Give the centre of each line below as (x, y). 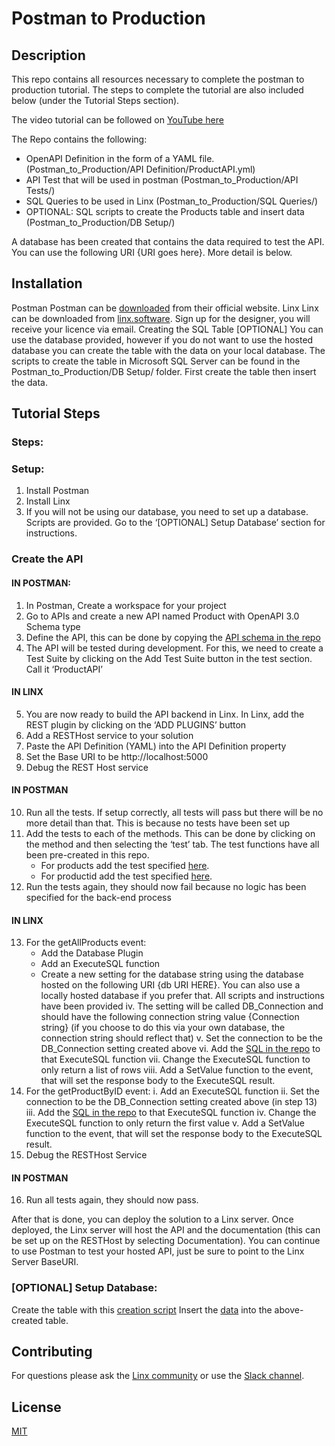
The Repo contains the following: (79, 139)
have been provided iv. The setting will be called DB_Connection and (182, 1006)
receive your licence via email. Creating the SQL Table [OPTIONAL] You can (167, 329)
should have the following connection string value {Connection (170, 1017)
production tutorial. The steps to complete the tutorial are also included (157, 90)
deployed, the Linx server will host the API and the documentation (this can (166, 1230)
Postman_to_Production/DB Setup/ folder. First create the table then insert (164, 371)
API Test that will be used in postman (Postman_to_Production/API (162, 180)
